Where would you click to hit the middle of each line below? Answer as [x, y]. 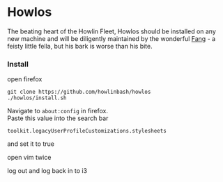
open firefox [25, 79]
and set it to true [31, 144]
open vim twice [29, 158]
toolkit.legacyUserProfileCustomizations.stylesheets [87, 131]
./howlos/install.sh [37, 98]
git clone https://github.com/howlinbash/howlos [79, 92]
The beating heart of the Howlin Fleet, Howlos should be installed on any [111, 31]
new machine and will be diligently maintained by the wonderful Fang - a [111, 38]
